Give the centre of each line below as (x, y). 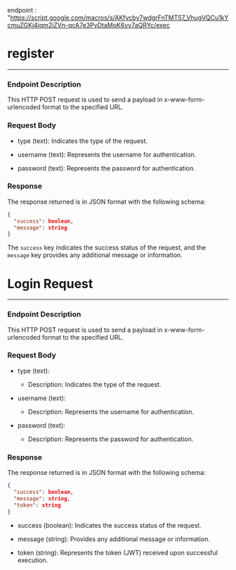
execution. (33, 560)
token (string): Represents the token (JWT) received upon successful (117, 552)
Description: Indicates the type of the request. (94, 384)
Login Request (50, 284)
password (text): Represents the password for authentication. (106, 168)
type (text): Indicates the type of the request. (83, 141)
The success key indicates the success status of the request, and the (106, 248)
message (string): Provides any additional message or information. (114, 539)
